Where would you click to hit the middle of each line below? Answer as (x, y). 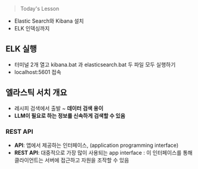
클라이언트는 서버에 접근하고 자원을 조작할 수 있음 (72, 160)
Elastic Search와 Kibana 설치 (49, 21)
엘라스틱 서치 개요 (36, 93)
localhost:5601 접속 (38, 72)
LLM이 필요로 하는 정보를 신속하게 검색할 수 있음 (70, 115)
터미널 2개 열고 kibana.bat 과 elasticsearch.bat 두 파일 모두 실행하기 (95, 64)
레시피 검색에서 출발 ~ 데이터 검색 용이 (59, 108)
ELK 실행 (21, 49)
